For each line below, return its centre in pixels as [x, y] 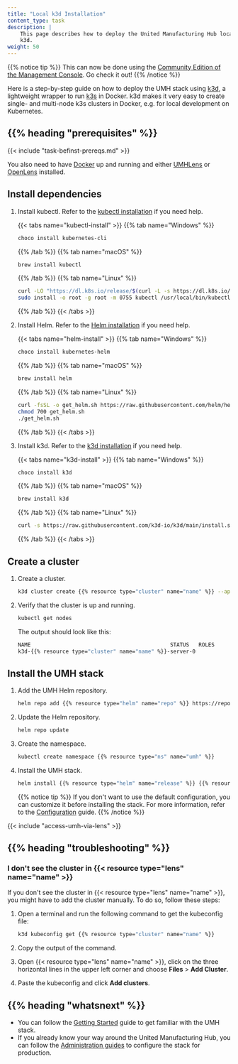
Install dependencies [55, 194]
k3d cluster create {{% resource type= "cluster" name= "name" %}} [116, 591]
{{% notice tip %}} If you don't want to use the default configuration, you [124, 797]
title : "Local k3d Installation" [57, 14]
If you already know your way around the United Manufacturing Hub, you [124, 1038]
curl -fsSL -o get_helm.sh [57, 405]
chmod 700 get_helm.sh [51, 412]
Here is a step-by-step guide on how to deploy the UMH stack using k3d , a [117, 88]
